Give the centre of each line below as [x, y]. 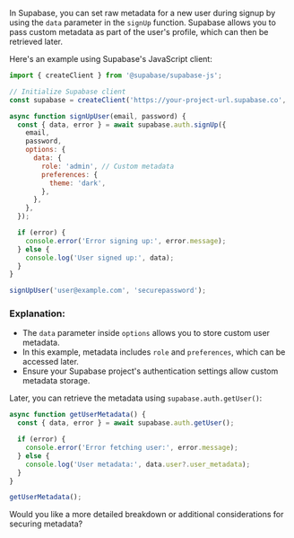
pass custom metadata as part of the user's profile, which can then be [139, 32]
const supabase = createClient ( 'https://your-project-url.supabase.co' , [148, 100]
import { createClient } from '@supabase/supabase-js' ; [116, 75]
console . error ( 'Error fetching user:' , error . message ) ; [132, 448]
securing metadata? [46, 524]
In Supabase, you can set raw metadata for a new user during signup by [143, 13]
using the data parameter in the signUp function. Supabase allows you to [143, 22]
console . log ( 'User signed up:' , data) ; [100, 258]
